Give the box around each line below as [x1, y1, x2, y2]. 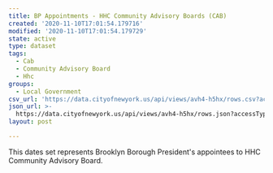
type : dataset [8, 42, 57, 50]
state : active [8, 34, 57, 43]
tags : [8, 50, 27, 58]
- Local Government [15, 87, 82, 96]
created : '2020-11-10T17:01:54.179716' [8, 19, 144, 28]
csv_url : [8, 95, 38, 103]
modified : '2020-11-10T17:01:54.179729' [8, 27, 148, 35]
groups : [8, 80, 35, 88]
